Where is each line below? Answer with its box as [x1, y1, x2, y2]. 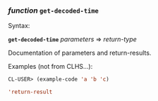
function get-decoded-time [8, 6, 99, 15]
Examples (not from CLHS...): [8, 62, 93, 71]
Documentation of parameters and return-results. [8, 48, 152, 58]
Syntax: [8, 22, 30, 30]
